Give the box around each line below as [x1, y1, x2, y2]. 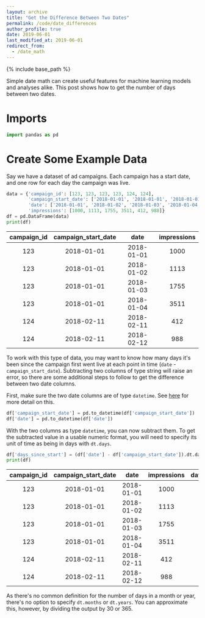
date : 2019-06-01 [6, 32, 51, 38]
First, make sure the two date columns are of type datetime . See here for [6, 392, 189, 399]
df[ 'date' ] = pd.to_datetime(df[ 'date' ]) [6, 415, 113, 422]
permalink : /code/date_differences [6, 20, 97, 26]
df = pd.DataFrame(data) [6, 214, 70, 220]
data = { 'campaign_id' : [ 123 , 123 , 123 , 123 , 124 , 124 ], [6, 190, 154, 197]
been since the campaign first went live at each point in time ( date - [6, 361, 176, 368]
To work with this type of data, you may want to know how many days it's [6, 354, 191, 361]
